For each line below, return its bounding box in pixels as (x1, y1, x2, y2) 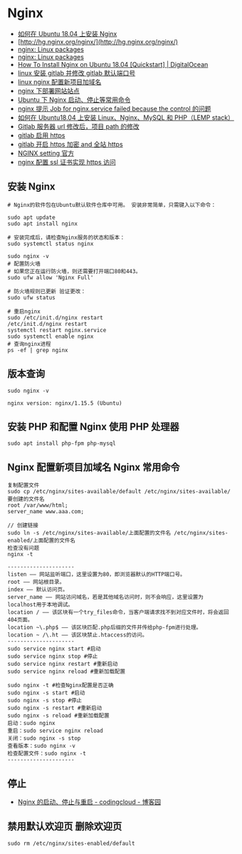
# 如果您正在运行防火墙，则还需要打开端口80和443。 (7, 267, 141, 275)
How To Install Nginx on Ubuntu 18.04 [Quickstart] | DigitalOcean (17, 60, 209, 68)
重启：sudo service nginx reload (7, 727, 103, 735)
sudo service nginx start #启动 (7, 645, 101, 653)
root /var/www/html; (7, 502, 69, 509)
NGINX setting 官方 (17, 148, 75, 158)
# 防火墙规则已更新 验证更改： (7, 287, 87, 295)
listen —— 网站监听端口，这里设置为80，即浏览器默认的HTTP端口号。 (7, 571, 186, 578)
